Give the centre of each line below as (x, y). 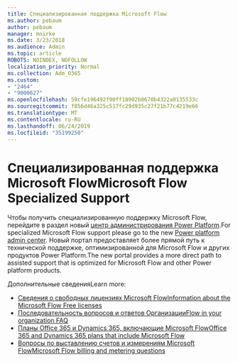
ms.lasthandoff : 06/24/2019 (49, 126)
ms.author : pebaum (34, 21)
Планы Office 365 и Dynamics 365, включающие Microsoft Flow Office (122, 328)
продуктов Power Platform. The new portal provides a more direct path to (114, 256)
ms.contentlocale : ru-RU (44, 119)
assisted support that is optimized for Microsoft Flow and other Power (109, 263)
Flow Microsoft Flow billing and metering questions (91, 351)
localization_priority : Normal (54, 67)
